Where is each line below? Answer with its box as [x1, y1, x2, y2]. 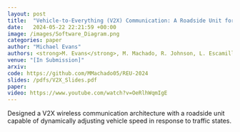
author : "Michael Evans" [7, 43, 81, 50]
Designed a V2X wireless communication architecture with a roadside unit [7, 109, 225, 118]
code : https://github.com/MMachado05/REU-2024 [7, 70, 149, 77]
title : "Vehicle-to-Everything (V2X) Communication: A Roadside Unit [7, 17, 222, 24]
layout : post [7, 10, 46, 18]
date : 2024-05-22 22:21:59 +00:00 [7, 23, 116, 31]
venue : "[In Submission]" [7, 57, 84, 64]
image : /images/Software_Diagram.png [7, 30, 120, 38]
